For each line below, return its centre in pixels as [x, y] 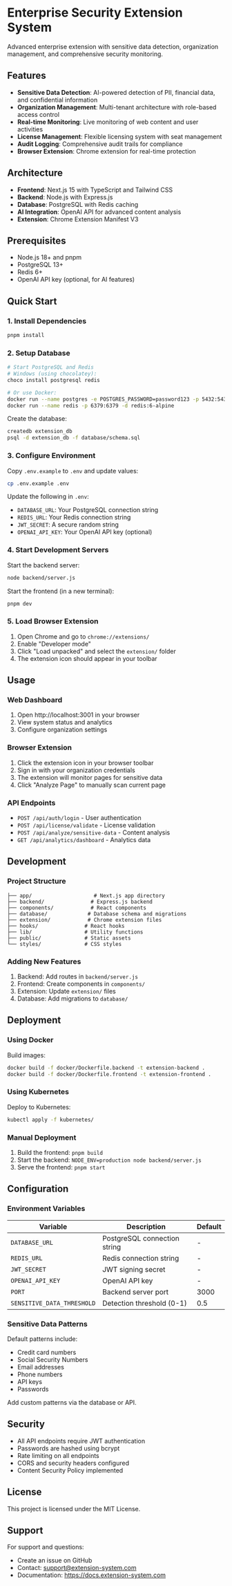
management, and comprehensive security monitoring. [85, 54]
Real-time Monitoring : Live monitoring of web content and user [108, 122]
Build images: [27, 1055]
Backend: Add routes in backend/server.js [77, 976]
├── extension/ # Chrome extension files [85, 920]
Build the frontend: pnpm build [60, 1152]
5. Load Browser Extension [53, 621]
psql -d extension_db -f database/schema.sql [74, 438]
